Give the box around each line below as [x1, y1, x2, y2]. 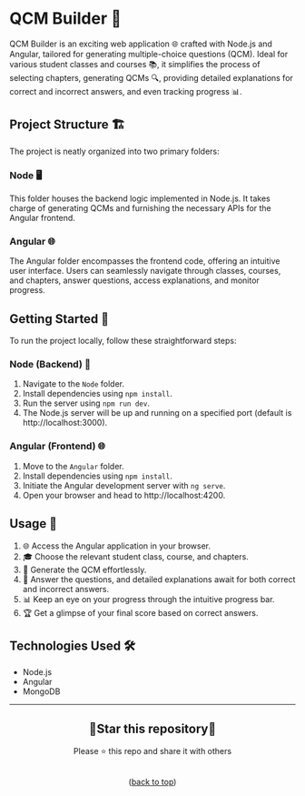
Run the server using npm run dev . [22, 398, 150, 408]
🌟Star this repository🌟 [88, 720, 217, 736]
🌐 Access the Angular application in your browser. [22, 540, 212, 551]
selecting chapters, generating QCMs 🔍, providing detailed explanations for [9, 72, 293, 83]
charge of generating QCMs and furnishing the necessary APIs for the [9, 203, 272, 214]
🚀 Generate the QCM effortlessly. [22, 564, 147, 575]
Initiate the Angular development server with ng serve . [22, 479, 226, 490]
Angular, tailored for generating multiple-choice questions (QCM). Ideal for [9, 48, 289, 59]
